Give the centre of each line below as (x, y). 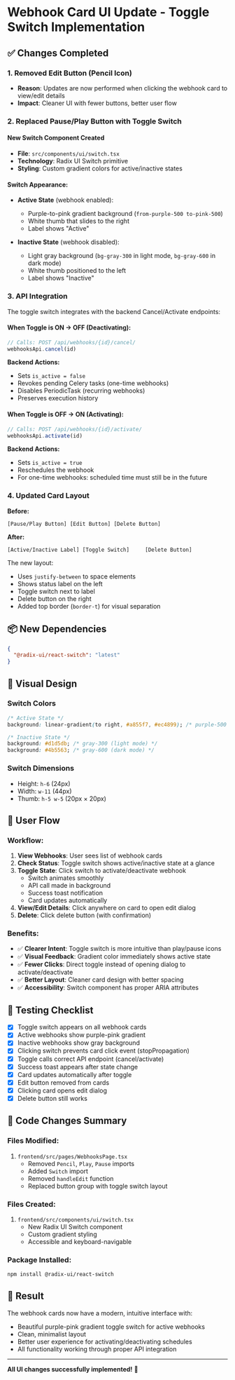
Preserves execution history (58, 398)
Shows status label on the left (60, 583)
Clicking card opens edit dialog (62, 1090)
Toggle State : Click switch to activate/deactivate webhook (102, 871)
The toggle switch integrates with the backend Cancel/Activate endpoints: (114, 311)
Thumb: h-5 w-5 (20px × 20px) (62, 798)
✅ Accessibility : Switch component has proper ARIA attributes (108, 988)
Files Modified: (33, 1141)
